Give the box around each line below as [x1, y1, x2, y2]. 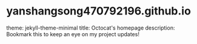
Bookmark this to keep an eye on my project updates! [6, 30, 139, 37]
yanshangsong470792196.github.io [6, 4, 191, 18]
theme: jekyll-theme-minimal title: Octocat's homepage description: [6, 24, 175, 31]
